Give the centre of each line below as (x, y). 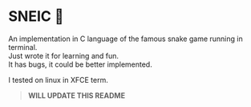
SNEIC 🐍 (36, 16)
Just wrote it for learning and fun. (63, 56)
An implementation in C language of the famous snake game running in (125, 39)
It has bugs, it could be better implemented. (80, 64)
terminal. (23, 47)
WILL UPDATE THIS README (77, 95)
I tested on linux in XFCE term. (58, 80)
